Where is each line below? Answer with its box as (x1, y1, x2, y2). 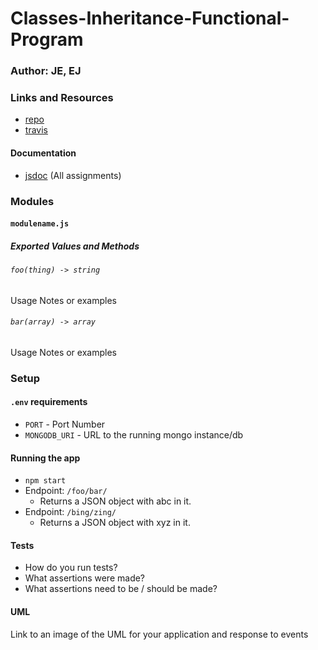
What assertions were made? (24, 572, 146, 584)
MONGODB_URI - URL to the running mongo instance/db (24, 429, 244, 441)
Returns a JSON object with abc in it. (39, 495, 192, 507)
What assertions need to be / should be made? (24, 583, 218, 595)
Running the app (10, 452, 81, 464)
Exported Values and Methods (10, 240, 140, 252)
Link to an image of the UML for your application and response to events (10, 628, 309, 640)
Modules (10, 194, 55, 208)
